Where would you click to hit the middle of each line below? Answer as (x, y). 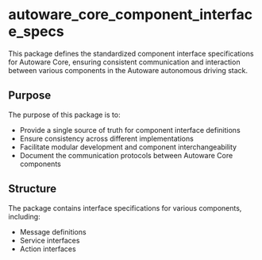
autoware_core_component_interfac (131, 15)
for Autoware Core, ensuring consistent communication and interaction (124, 62)
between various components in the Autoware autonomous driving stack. (128, 70)
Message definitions (53, 231)
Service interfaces (50, 240)
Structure (33, 189)
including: (25, 216)
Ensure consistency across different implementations (107, 138)
